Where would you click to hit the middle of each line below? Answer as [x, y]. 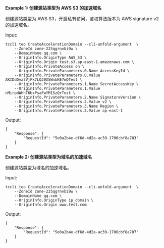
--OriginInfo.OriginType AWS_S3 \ [50, 58]
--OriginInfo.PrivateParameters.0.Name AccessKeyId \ [72, 71]
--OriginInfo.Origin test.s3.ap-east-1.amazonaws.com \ [74, 62]
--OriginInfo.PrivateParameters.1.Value [57, 88]
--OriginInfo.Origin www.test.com [50, 205]
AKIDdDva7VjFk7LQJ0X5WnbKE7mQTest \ [44, 80]
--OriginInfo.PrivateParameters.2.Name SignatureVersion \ [78, 97]
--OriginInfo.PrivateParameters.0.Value [57, 75]
